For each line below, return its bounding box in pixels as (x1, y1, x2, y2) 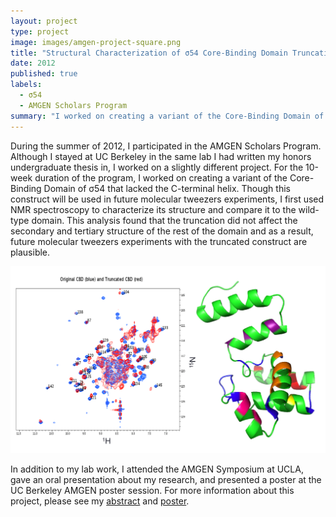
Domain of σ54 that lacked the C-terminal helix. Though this (43, 182, 291, 194)
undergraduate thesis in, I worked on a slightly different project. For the (10, 161, 304, 173)
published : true (10, 69, 78, 79)
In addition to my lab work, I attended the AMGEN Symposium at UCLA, (10, 463, 304, 475)
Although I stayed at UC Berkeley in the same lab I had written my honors (10, 150, 312, 162)
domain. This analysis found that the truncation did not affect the (31, 214, 298, 226)
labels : (10, 80, 43, 90)
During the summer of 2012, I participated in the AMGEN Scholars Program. (10, 140, 322, 152)
